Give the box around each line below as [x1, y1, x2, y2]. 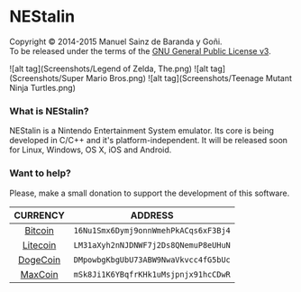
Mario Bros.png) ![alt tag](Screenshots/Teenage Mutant [85, 72, 293, 83]
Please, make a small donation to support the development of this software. [9, 187, 290, 198]
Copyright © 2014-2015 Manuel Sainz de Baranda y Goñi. [9, 36, 223, 47]
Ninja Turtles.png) [9, 82, 77, 93]
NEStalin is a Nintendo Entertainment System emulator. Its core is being [9, 125, 275, 136]
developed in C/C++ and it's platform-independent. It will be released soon [9, 135, 288, 146]
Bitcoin [24, 224, 54, 236]
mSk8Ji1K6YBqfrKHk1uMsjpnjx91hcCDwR [73, 269, 232, 279]
